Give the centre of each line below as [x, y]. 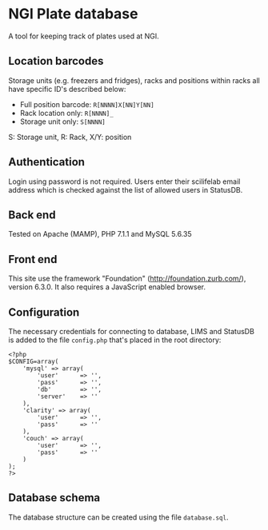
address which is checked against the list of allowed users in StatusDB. [126, 189]
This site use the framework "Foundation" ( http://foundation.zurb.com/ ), [127, 279]
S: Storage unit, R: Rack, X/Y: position [70, 137]
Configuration [44, 312]
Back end [32, 215]
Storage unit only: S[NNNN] [62, 122]
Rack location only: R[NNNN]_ [66, 113]
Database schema [54, 498]
